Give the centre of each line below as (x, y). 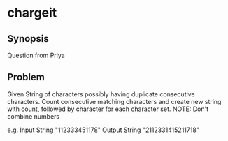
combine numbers (34, 116)
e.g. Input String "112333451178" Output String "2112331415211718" (103, 130)
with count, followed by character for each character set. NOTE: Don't (108, 109)
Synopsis (28, 39)
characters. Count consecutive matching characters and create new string (114, 101)
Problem (26, 77)
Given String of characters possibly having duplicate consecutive (101, 94)
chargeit (32, 13)
